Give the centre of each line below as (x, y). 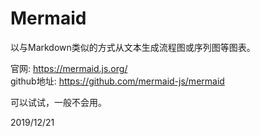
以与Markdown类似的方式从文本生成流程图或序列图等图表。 (133, 47)
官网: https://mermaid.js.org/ (69, 68)
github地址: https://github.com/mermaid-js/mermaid (117, 81)
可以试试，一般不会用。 (58, 102)
